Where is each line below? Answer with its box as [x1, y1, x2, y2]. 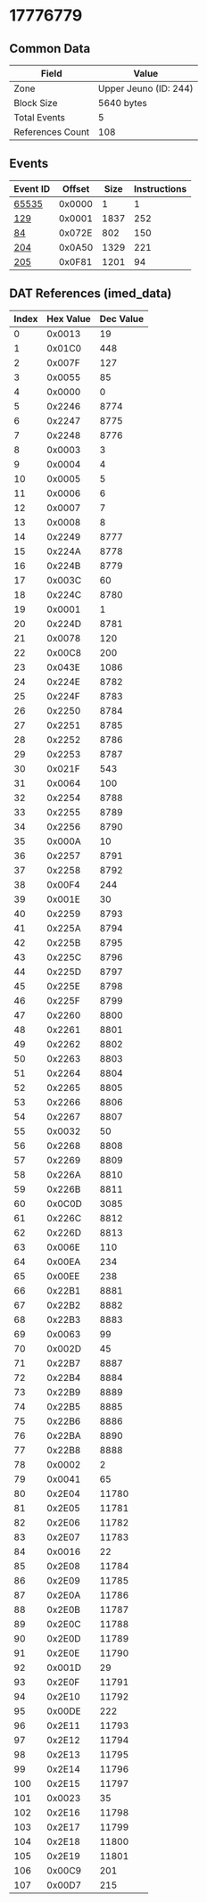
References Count [13, 126, 90, 138]
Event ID [13, 182, 51, 194]
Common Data [9, 41, 91, 56]
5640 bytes [97, 97, 147, 109]
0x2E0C [46, 1618, 82, 1630]
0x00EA [46, 1255, 81, 1268]
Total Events [13, 112, 65, 123]
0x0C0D [46, 1197, 83, 1210]
